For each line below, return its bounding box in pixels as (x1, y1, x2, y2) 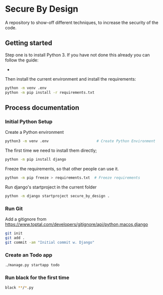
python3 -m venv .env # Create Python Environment (5, 139, 156, 144)
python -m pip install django (5, 157, 67, 162)
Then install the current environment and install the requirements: (5, 76, 136, 82)
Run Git (5, 205, 23, 212)
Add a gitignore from (5, 216, 47, 222)
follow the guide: (5, 57, 39, 63)
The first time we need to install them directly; (5, 147, 97, 153)
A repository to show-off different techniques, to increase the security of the (5, 20, 159, 25)
